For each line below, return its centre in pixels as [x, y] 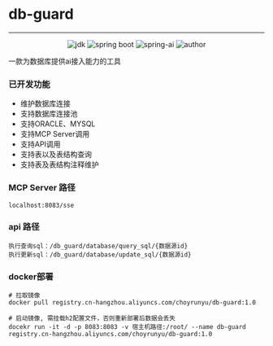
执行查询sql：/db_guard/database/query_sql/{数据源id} [98, 246]
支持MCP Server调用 [55, 134]
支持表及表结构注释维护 [59, 164]
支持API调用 [40, 144]
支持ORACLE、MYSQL [58, 124]
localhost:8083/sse [41, 205]
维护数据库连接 [45, 103]
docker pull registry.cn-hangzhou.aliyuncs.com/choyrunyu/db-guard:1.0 [132, 303]
